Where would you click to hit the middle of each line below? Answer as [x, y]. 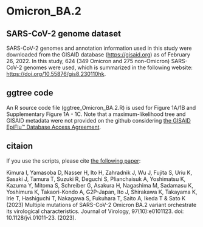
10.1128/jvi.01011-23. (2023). [41, 217]
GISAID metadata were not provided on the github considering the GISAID [99, 120]
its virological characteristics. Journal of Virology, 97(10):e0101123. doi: [95, 211]
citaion [20, 146]
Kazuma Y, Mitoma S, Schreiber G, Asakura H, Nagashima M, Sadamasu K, [100, 185]
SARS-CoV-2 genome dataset [64, 34]
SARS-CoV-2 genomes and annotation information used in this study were [99, 48]
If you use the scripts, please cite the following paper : [74, 161]
